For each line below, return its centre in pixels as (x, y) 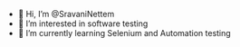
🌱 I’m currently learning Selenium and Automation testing (124, 33)
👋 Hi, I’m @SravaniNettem (66, 14)
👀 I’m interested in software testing (83, 23)
